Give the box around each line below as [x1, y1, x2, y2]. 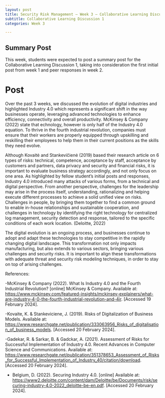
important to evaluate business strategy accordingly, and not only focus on [5, 168, 157, 174]
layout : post [5, 7, 32, 12]
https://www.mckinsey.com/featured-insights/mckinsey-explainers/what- [5, 291, 154, 296]
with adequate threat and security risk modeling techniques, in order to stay [5, 256, 159, 262]
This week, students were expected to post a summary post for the [5, 57, 141, 63]
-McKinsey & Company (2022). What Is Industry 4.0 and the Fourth [5, 281, 141, 286]
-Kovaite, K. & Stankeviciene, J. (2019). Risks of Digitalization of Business [5, 311, 153, 317]
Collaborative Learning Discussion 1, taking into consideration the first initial [5, 62, 159, 68]
